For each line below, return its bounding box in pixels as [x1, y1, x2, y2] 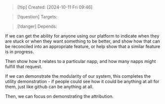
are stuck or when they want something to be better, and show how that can [5, 38, 161, 44]
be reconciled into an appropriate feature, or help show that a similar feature [5, 44, 161, 49]
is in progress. [5, 49, 34, 54]
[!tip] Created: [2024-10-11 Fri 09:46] [17, 4, 93, 10]
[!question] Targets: [17, 14, 58, 19]
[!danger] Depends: [17, 23, 57, 29]
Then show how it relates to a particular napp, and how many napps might [5, 58, 156, 64]
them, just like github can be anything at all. [5, 84, 94, 90]
